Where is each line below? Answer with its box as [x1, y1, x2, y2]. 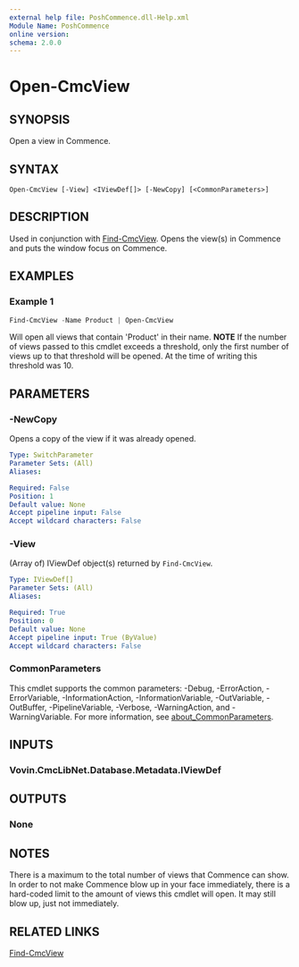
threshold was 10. [9, 360, 74, 371]
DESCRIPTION [9, 209, 89, 224]
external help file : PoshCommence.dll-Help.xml [9, 13, 190, 22]
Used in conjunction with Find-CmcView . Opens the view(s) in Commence [9, 233, 281, 244]
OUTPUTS [9, 792, 67, 807]
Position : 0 [9, 616, 54, 626]
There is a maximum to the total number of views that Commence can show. [9, 870, 290, 880]
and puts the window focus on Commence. [9, 242, 168, 253]
